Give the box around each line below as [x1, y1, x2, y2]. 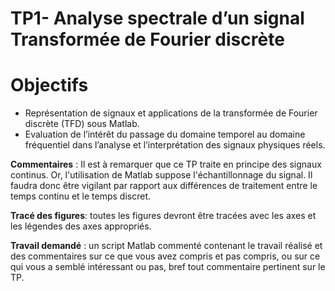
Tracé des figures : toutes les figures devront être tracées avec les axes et [10, 210, 317, 222]
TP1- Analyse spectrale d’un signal [10, 7, 305, 30]
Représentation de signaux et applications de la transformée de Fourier [24, 107, 318, 119]
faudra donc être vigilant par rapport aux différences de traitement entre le [10, 180, 318, 192]
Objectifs [10, 74, 89, 97]
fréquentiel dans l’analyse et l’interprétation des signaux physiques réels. [24, 139, 326, 151]
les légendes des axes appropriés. [10, 220, 152, 232]
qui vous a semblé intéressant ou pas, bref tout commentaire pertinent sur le [10, 261, 326, 273]
